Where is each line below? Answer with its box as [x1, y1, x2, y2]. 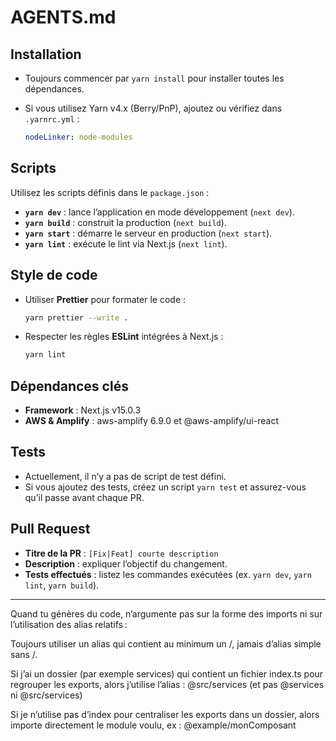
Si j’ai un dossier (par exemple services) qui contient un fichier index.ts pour [10, 667, 324, 680]
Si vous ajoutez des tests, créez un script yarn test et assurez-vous [24, 481, 307, 493]
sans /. [10, 648, 38, 660]
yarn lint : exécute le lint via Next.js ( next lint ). [24, 237, 228, 250]
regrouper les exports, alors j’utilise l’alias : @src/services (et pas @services [10, 678, 325, 690]
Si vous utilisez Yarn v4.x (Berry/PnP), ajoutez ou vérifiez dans [24, 102, 283, 114]
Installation [10, 46, 82, 63]
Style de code [10, 267, 98, 284]
